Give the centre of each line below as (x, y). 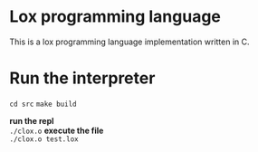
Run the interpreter (82, 78)
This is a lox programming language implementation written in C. (130, 42)
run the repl (32, 120)
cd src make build (43, 104)
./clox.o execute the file (57, 130)
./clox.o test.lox (44, 139)
